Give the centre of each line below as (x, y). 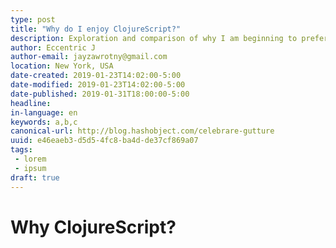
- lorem (30, 159)
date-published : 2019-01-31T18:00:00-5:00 (100, 94)
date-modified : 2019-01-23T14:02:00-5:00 (98, 85)
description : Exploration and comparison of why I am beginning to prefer (169, 38)
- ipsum (30, 168)
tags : (21, 150)
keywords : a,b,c (44, 122)
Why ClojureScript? (93, 227)
